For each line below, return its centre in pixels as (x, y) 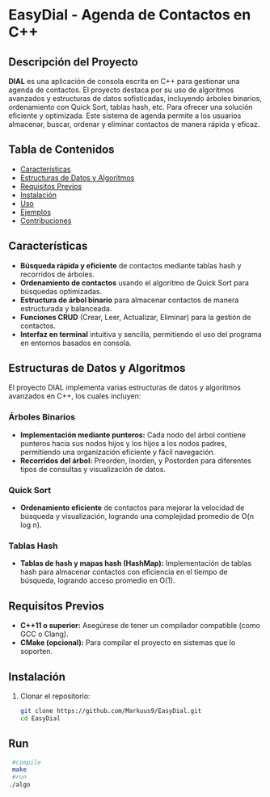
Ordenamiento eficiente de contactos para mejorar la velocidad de (132, 508)
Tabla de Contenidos (61, 150)
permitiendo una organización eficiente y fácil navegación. (118, 452)
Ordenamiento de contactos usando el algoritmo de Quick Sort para (134, 283)
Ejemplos (35, 212)
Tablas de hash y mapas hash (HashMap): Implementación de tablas (136, 563)
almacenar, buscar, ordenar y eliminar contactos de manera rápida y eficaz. (134, 124)
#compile (27, 762)
